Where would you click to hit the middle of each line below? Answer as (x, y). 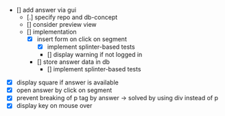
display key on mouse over (54, 106)
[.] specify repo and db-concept (72, 17)
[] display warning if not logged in (95, 55)
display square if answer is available (68, 82)
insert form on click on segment (82, 39)
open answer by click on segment (64, 90)
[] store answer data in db (73, 62)
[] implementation (51, 32)
